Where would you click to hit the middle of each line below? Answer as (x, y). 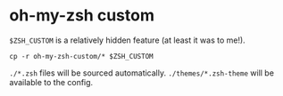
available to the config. (51, 82)
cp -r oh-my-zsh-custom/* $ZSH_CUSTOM (81, 56)
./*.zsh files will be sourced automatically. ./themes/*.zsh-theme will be (142, 73)
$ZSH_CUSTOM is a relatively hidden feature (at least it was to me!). (127, 40)
